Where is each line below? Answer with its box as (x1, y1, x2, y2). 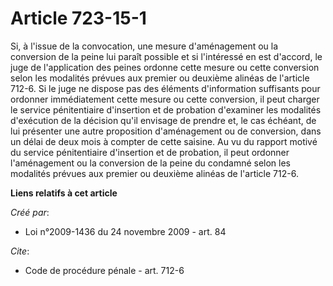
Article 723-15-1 (10, 7, 147, 30)
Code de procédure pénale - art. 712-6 (24, 264, 185, 276)
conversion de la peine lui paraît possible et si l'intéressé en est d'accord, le (10, 50, 323, 62)
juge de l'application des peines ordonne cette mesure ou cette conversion (10, 61, 320, 73)
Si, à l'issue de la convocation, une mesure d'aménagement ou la (10, 40, 279, 52)
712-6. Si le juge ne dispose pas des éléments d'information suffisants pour (10, 82, 321, 94)
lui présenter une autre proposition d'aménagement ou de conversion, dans (10, 125, 322, 137)
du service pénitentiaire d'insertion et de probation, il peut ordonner (10, 146, 290, 158)
